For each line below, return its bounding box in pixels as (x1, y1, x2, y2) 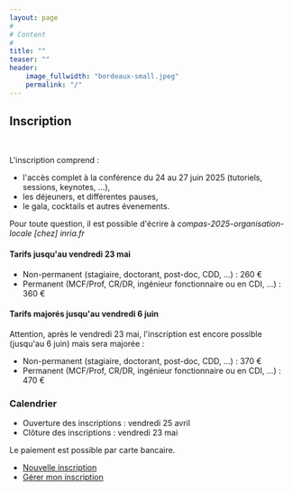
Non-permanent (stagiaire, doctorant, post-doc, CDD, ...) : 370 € (22, 355, 262, 366)
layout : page (9, 13, 59, 23)
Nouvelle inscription (22, 462, 97, 473)
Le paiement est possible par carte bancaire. (9, 445, 176, 456)
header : (9, 64, 39, 73)
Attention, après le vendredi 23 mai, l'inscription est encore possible (9, 328, 263, 339)
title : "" (9, 47, 47, 56)
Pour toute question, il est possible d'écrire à (9, 218, 176, 230)
